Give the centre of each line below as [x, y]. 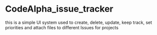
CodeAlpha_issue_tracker [59, 9]
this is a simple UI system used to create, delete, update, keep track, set [79, 22]
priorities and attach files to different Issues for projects [62, 27]
